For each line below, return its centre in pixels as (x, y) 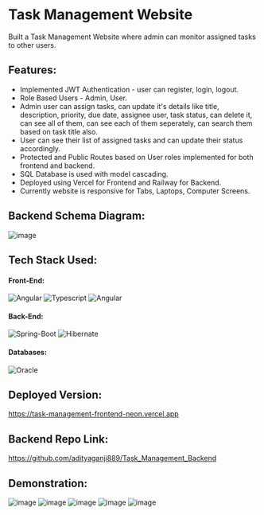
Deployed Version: (55, 394)
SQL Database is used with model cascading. (94, 174)
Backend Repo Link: (58, 439)
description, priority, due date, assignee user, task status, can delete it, (136, 115)
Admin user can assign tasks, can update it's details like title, (120, 106)
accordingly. (40, 148)
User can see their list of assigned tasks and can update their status (131, 140)
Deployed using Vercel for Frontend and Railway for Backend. (120, 182)
